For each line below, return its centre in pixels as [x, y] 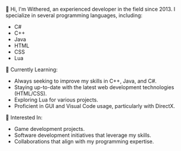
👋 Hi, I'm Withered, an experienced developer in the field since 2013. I [90, 9]
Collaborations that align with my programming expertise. [84, 141]
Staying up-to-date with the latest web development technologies [94, 87]
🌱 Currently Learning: [32, 70]
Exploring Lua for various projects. [56, 100]
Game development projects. [49, 129]
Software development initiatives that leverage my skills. [83, 135]
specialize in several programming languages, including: [74, 15]
